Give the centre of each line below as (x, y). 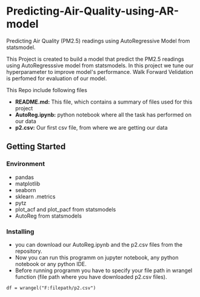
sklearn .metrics (35, 196)
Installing (20, 232)
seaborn (25, 190)
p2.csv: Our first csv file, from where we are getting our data (91, 127)
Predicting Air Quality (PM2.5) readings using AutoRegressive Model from (98, 41)
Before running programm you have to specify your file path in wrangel (104, 270)
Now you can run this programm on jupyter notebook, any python (97, 257)
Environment (26, 164)
